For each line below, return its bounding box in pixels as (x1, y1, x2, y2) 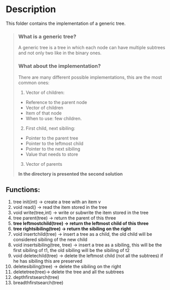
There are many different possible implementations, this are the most (18, 74, 162, 80)
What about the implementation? (18, 62, 101, 69)
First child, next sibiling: (25, 125, 75, 131)
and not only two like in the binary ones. (18, 50, 102, 56)
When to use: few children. (25, 115, 82, 121)
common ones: (18, 80, 50, 86)
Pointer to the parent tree (25, 135, 78, 141)
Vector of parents (25, 161, 63, 167)
